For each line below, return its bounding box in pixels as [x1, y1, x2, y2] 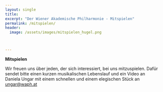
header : [5, 25, 21, 30]
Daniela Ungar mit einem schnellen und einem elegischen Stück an [5, 76, 140, 82]
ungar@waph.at [5, 81, 38, 87]
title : [5, 12, 19, 17]
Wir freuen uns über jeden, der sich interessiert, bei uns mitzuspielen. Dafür [5, 66, 158, 71]
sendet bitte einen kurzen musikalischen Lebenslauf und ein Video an [5, 71, 145, 76]
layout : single [5, 7, 36, 12]
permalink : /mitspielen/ [5, 21, 56, 26]
